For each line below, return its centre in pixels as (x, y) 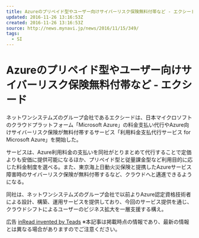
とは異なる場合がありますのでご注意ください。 (63, 229)
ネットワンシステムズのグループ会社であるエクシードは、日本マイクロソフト (99, 117)
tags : (13, 34)
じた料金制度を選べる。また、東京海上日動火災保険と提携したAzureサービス (99, 167)
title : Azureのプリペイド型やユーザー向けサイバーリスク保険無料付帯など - (89, 12)
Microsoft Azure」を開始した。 (44, 139)
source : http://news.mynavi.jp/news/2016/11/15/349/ (73, 28)
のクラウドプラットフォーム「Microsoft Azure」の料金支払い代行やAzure (95, 124)
